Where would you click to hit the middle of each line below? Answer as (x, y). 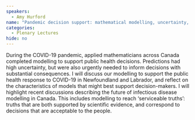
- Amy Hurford (28, 17)
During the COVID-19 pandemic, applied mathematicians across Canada (93, 55)
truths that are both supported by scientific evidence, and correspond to (93, 105)
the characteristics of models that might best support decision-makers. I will (98, 86)
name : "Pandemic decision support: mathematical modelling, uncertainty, (98, 22)
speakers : (18, 11)
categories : (20, 28)
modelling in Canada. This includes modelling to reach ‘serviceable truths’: (95, 98)
